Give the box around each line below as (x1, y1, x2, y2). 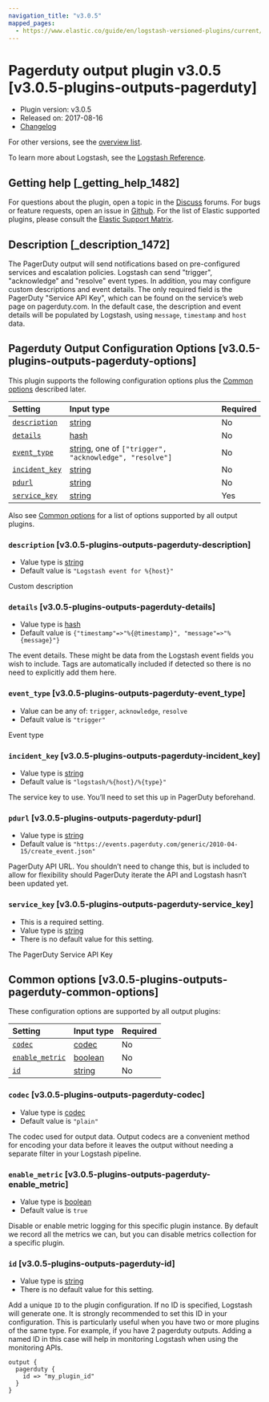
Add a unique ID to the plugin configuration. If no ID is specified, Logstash (8, 1300, 252, 1310)
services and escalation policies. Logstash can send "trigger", (8, 267, 213, 277)
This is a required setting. (19, 917, 104, 926)
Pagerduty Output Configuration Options (8, 342, 216, 355)
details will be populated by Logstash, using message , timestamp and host (8, 310, 247, 319)
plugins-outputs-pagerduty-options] (8, 355, 197, 368)
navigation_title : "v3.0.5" (8, 11, 102, 20)
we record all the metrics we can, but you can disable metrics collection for (8, 1229, 257, 1239)
